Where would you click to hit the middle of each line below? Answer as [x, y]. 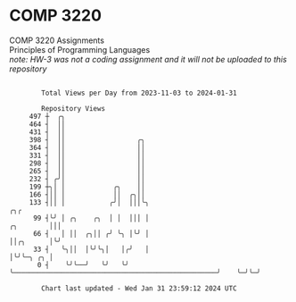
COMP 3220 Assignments [57, 40]
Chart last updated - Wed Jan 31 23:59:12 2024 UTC [140, 288]
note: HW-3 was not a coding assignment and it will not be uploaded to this [148, 59]
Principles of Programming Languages [80, 49]
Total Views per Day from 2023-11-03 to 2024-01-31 [140, 93]
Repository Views [73, 108]
